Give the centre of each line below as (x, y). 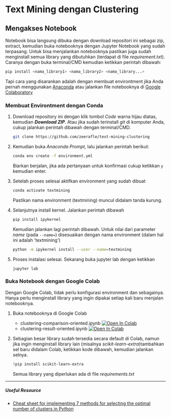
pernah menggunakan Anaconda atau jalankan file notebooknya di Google (83, 87)
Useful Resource (23, 390)
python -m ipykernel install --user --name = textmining (72, 249)
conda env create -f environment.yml (53, 156)
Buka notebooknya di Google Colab (50, 313)
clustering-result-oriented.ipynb (54, 329)
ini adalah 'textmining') (37, 240)
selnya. (20, 355)
